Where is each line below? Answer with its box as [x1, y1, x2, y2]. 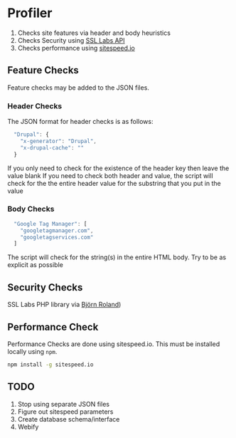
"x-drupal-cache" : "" [20, 144, 84, 151]
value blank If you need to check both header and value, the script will [7, 171, 213, 179]
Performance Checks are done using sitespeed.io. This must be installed [7, 340, 220, 348]
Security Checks [7, 281, 83, 293]
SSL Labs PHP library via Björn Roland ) [7, 301, 122, 309]
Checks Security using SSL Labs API [17, 36, 126, 44]
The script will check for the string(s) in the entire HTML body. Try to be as [7, 253, 226, 261]
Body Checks [7, 204, 55, 214]
